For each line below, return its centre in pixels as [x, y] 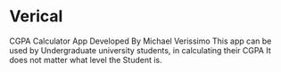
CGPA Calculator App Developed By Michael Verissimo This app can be [140, 41]
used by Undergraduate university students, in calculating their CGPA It [140, 50]
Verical [36, 16]
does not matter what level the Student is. [86, 60]
